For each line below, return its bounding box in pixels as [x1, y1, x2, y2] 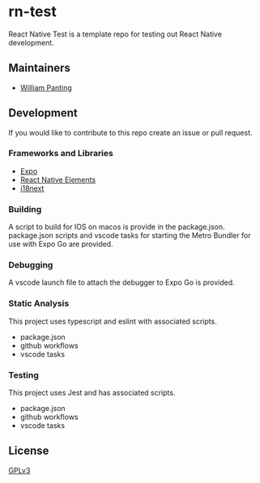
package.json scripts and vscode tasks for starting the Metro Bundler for [8, 231, 251, 240]
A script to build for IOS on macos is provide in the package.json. [8, 222, 225, 232]
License [8, 444, 49, 458]
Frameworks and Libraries [8, 148, 113, 159]
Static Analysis [8, 298, 70, 309]
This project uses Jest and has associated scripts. [8, 388, 176, 398]
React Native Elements [19, 175, 96, 184]
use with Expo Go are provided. [8, 239, 113, 249]
